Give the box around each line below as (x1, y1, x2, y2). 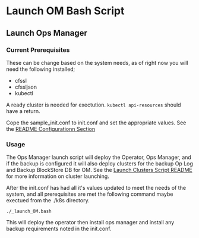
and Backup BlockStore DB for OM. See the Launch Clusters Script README (6, 167, 192, 174)
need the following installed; (6, 65, 75, 73)
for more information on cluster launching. (6, 173, 110, 180)
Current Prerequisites (6, 46, 70, 54)
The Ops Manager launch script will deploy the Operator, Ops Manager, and (6, 154, 191, 161)
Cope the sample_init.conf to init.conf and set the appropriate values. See (6, 119, 187, 126)
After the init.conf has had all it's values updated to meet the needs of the (6, 184, 186, 192)
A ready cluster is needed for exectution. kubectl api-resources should (6, 101, 181, 108)
